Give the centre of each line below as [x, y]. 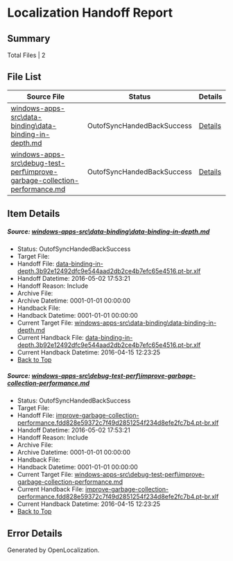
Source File [46, 97]
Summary [29, 39]
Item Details [34, 214]
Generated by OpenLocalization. [53, 550]
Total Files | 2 [26, 55]
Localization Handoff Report [90, 13]
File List [24, 77]
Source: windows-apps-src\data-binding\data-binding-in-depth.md [109, 231]
